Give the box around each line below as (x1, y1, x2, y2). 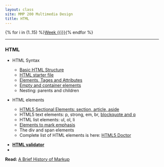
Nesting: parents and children (19, 87, 80, 93)
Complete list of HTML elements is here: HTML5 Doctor (19, 132, 131, 138)
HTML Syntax (12, 57, 40, 63)
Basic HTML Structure (19, 67, 64, 73)
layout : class (5, 7, 34, 12)
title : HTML (5, 16, 29, 21)
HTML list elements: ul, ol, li (19, 116, 75, 122)
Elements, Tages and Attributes (19, 77, 82, 83)
